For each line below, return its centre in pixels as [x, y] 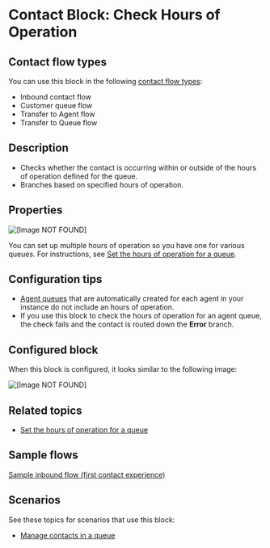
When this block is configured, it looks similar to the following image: [123, 369]
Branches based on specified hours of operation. [102, 184]
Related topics [45, 410]
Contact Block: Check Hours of [114, 15]
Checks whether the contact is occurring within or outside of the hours [138, 167]
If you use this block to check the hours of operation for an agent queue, [141, 316]
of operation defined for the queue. [79, 176]
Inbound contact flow [55, 97]
